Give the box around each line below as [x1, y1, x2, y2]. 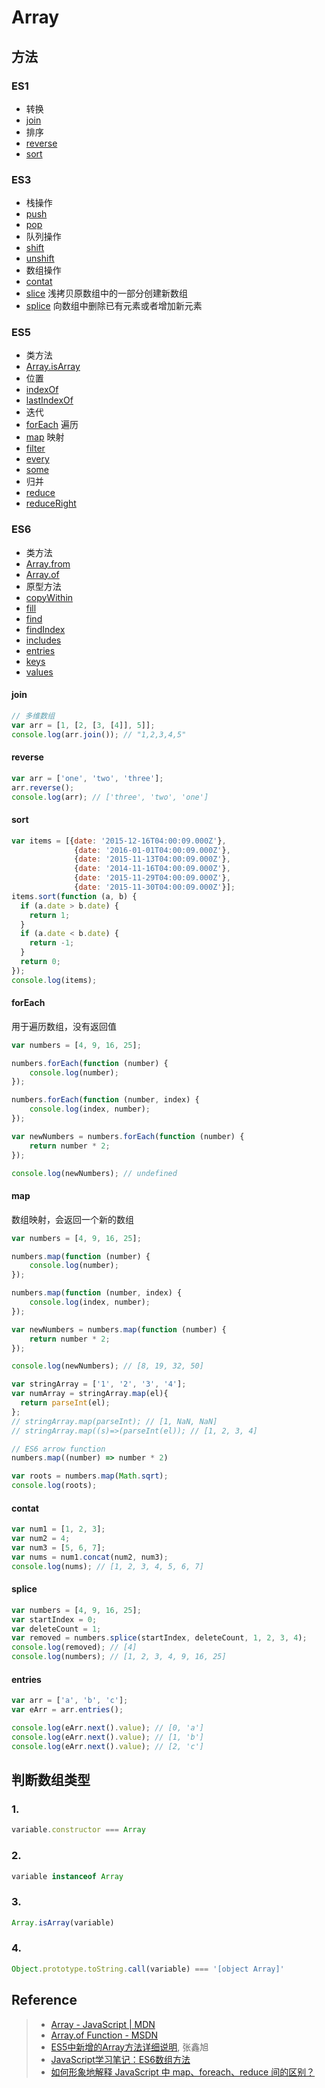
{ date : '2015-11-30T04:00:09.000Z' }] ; [74, 882, 236, 892]
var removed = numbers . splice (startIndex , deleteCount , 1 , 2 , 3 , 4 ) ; [11, 1633, 308, 1643]
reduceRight [25, 497, 77, 510]
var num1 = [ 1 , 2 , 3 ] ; [11, 1524, 106, 1535]
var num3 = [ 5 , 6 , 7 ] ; [11, 1542, 106, 1553]
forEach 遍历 [25, 419, 79, 431]
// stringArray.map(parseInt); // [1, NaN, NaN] [11, 1416, 218, 1426]
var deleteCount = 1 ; [11, 1624, 102, 1634]
